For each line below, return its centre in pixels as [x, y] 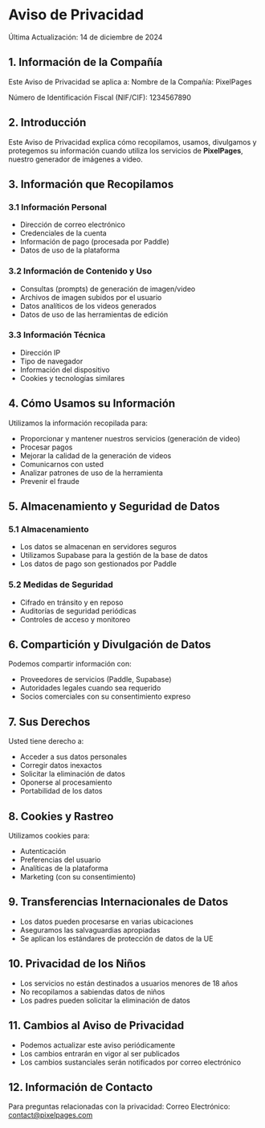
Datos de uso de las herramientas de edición [94, 314]
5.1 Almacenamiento [49, 529]
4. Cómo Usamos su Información [92, 404]
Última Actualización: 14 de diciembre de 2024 [86, 37]
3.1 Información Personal [57, 207]
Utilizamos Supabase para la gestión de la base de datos [114, 556]
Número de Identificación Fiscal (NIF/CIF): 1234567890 [100, 97]
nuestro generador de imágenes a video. [75, 159]
